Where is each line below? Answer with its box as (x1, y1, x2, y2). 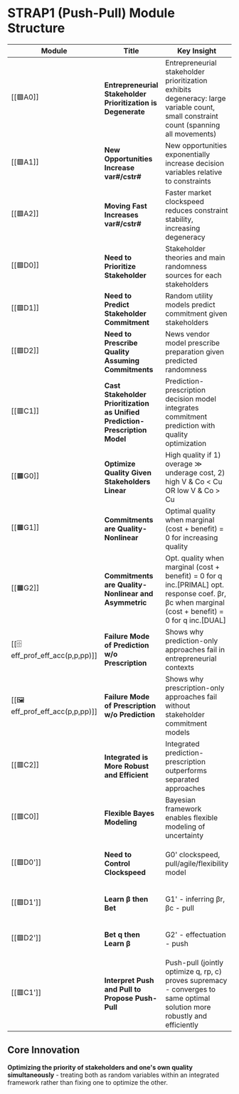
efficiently (164, 1019, 199, 1029)
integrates (164, 403, 199, 413)
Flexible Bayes (104, 808, 155, 818)
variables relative (164, 167, 223, 177)
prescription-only (164, 683, 225, 693)
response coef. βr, (164, 588, 226, 598)
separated (164, 774, 199, 784)
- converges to (164, 984, 216, 994)
